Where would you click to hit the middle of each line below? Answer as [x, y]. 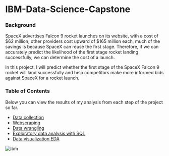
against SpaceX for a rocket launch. [42, 78]
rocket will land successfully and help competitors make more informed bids [84, 73]
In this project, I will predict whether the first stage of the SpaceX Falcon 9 [82, 67]
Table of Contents [28, 91]
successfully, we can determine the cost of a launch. [60, 58]
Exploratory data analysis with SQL [49, 133]
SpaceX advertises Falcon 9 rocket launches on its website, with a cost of [82, 36]
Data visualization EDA [36, 139]
